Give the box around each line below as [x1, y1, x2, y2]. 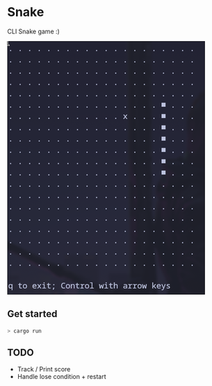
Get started [7, 308, 58, 320]
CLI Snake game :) [7, 27, 60, 35]
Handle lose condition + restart [17, 373, 106, 381]
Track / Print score [17, 365, 71, 373]
